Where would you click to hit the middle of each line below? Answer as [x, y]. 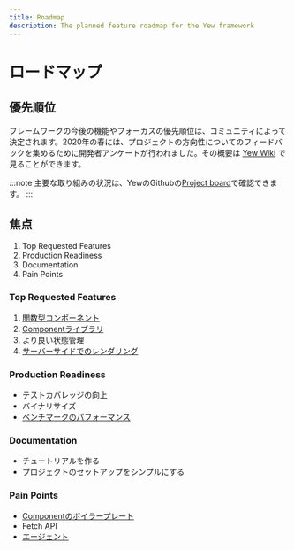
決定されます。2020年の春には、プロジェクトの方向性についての [127, 142]
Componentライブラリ [63, 329]
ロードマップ [56, 72]
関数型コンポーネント [60, 318]
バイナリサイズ [49, 406]
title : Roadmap [37, 17]
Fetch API [39, 526]
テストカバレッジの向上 [64, 394]
